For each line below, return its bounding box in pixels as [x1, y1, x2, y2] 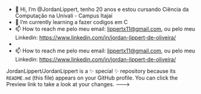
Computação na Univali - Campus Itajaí [14, 12, 113, 19]
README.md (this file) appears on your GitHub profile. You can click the [6, 74, 178, 81]
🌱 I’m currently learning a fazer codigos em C [14, 19, 128, 25]
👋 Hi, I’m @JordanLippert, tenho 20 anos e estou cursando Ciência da [14, 6, 189, 13]
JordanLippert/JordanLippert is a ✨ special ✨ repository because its [6, 67, 176, 75]
